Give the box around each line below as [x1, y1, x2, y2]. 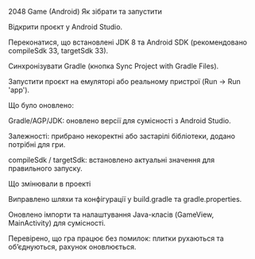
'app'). [8, 85, 30, 95]
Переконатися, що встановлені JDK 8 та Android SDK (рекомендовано [8, 37, 248, 47]
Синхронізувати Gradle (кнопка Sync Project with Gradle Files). [8, 61, 219, 71]
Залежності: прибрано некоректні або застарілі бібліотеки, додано [8, 131, 236, 141]
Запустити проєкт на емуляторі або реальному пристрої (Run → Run [8, 77, 241, 86]
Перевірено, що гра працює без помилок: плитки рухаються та [8, 234, 224, 243]
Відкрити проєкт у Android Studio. [8, 22, 123, 31]
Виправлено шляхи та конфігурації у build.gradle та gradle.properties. [8, 195, 242, 203]
